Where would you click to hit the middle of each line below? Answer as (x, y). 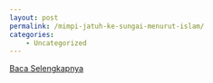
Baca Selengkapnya (47, 69)
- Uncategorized (57, 43)
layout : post (34, 18)
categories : (32, 34)
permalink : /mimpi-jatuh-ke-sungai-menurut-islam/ (107, 26)
